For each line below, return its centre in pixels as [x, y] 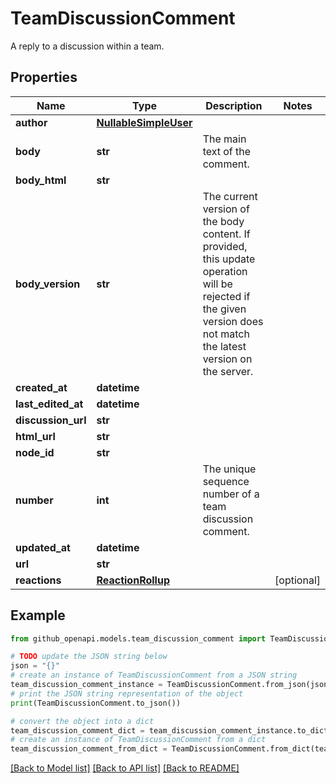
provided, [225, 246]
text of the [227, 151]
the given [224, 309]
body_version [48, 284]
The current [230, 196]
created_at [41, 387]
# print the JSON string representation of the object [127, 693]
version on [227, 359]
